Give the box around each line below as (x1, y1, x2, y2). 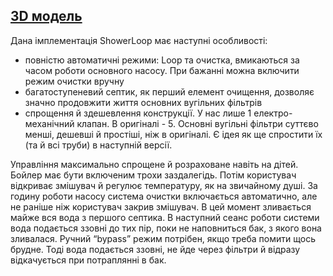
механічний (24, 117, 75, 129)
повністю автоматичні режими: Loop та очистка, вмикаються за (24, 54, 300, 66)
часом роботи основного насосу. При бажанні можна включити (24, 64, 300, 76)
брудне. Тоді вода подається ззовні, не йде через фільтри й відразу (10, 243, 301, 255)
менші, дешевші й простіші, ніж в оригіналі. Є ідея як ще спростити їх (24, 128, 323, 140)
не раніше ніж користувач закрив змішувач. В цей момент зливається (10, 200, 312, 213)
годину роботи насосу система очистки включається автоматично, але (10, 190, 318, 202)
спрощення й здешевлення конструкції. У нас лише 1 (24, 107, 252, 119)
